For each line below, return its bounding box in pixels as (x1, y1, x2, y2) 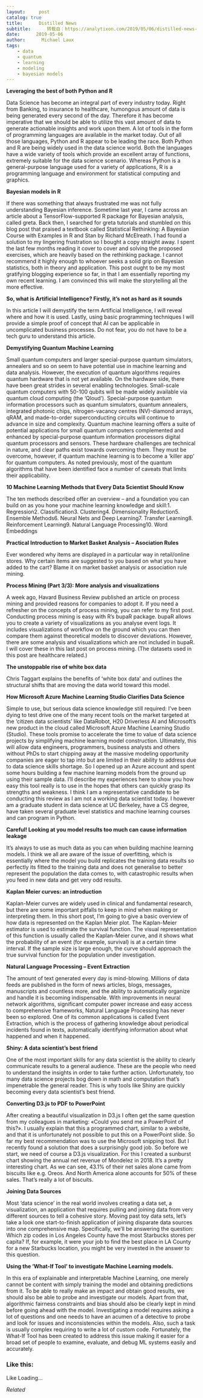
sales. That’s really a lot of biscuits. (6, 1176, 94, 1184)
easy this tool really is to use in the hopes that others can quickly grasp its (6, 782, 191, 790)
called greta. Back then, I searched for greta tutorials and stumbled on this (6, 219, 192, 226)
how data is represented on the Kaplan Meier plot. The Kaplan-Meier (6, 919, 177, 926)
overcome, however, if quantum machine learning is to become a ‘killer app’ (6, 452, 195, 460)
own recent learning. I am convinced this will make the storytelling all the (6, 277, 187, 285)
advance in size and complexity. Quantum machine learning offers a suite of (6, 420, 196, 427)
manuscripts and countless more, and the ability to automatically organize (6, 988, 190, 995)
